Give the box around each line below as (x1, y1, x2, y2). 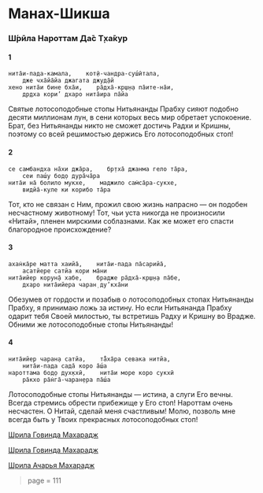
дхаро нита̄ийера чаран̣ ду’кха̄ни (22, 280, 128, 288)
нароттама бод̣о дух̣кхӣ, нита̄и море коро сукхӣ (8, 369, 175, 376)
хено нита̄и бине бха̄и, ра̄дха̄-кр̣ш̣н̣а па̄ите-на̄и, (8, 83, 175, 91)
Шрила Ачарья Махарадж (8, 460, 95, 469)
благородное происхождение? (8, 224, 112, 234)
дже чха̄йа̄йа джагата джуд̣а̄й (22, 76, 114, 85)
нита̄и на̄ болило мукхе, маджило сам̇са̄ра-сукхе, (8, 179, 178, 187)
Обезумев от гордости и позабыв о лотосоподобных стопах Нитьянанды (8, 295, 254, 304)
